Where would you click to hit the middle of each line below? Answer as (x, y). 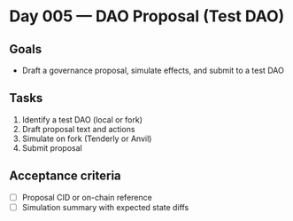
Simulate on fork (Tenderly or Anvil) (87, 138)
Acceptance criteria (65, 176)
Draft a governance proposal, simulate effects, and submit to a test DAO (153, 70)
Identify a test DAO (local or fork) (82, 119)
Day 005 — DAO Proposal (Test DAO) (147, 16)
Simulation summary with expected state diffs (105, 207)
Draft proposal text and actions (78, 129)
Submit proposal (52, 147)
